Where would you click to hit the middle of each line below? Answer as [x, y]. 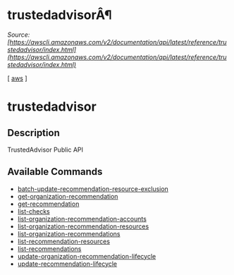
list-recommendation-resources [64, 241]
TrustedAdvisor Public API [45, 149]
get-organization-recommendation [68, 196]
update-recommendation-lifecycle [67, 264]
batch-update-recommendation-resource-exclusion [93, 189]
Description [33, 133]
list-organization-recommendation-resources [83, 226]
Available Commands [55, 172]
